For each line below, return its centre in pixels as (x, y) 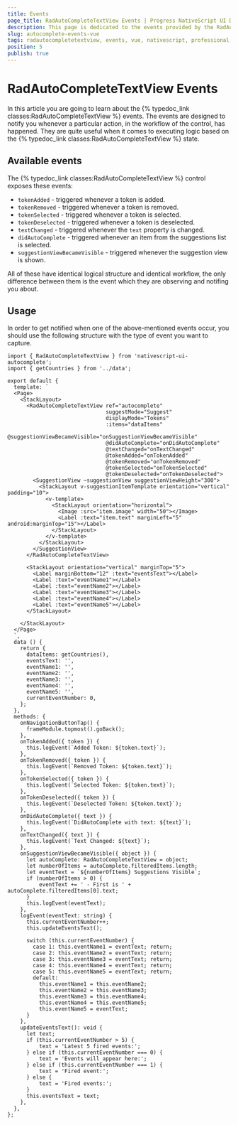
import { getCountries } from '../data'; (69, 369)
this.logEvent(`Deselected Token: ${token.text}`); (104, 804)
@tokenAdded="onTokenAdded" (147, 456)
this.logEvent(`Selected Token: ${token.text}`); (101, 785)
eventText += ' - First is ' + (85, 885)
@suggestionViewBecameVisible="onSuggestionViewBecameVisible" (103, 437)
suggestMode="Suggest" (139, 412)
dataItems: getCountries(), (68, 655)
